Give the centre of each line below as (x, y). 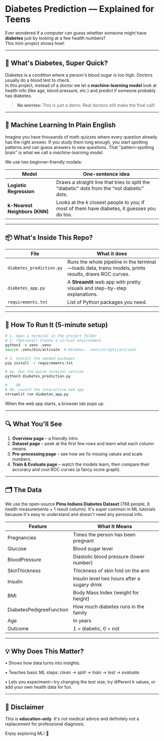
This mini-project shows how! (35, 43)
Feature (38, 527)
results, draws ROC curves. (99, 274)
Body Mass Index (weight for (106, 593)
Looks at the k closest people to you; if (100, 202)
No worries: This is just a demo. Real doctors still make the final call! (86, 105)
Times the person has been (104, 535)
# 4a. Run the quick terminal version (44, 372)
